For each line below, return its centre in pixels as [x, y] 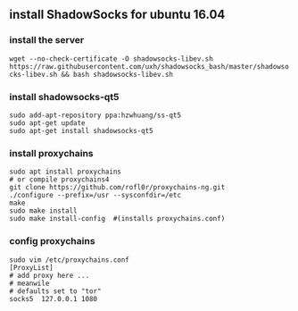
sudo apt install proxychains [66, 172]
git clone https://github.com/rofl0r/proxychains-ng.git [117, 188]
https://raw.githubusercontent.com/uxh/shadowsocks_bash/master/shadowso [149, 66]
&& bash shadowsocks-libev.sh [117, 74]
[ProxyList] [31, 267]
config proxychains [52, 241]
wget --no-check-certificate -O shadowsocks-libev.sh [112, 59]
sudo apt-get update [48, 123]
